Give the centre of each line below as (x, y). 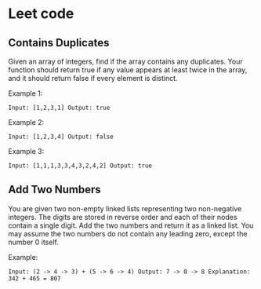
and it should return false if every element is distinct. (93, 78)
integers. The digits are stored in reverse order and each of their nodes (123, 217)
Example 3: (26, 151)
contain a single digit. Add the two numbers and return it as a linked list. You (131, 225)
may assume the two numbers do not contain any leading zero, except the (128, 233)
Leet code (41, 14)
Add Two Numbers (55, 190)
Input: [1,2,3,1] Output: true (59, 108)
